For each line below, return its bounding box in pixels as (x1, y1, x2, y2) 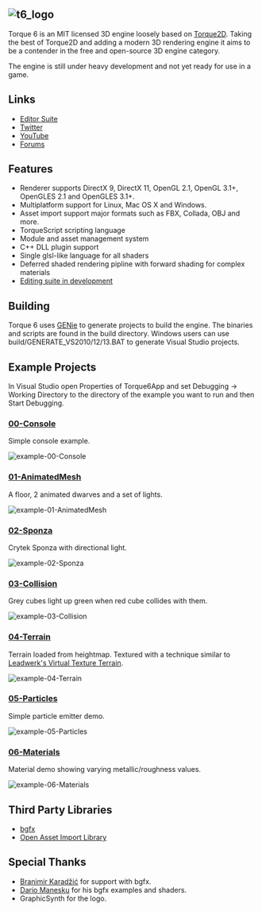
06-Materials (8, 746, 60, 758)
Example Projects (8, 360, 97, 374)
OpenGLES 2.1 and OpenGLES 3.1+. (19, 192, 135, 201)
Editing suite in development (19, 276, 113, 286)
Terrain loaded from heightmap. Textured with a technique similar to (8, 649, 231, 659)
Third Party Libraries (8, 803, 113, 816)
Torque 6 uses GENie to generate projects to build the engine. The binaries (8, 320, 253, 330)
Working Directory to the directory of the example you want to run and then (8, 390, 255, 400)
